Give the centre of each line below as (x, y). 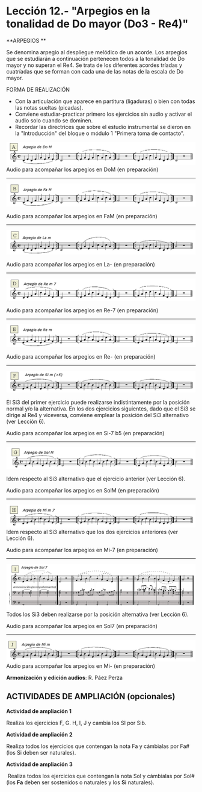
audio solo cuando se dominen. (54, 120)
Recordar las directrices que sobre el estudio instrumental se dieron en (103, 127)
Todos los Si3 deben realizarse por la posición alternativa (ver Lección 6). (98, 614)
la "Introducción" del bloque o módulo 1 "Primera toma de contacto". (100, 133)
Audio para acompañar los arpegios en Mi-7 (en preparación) (82, 550)
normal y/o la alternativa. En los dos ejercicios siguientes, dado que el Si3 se (101, 409)
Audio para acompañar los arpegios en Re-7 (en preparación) (82, 310)
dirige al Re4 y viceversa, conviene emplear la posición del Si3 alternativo (98, 415)
